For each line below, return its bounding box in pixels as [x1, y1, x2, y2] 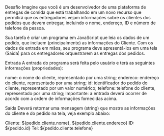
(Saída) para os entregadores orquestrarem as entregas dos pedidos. [5, 50, 145, 56]
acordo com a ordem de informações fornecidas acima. [5, 96, 118, 102]
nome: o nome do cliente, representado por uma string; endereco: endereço [5, 75, 160, 80]
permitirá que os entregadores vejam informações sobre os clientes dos [5, 15, 151, 20]
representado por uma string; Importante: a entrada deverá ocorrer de [5, 91, 147, 96]
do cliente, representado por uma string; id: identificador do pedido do [5, 80, 148, 86]
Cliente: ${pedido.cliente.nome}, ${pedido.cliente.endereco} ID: [5, 120, 135, 126]
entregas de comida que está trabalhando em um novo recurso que [5, 9, 141, 15]
